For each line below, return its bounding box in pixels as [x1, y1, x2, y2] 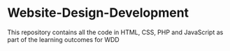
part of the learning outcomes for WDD [7, 35, 120, 43]
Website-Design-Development [7, 5, 189, 21]
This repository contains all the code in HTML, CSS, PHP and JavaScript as [7, 28, 224, 36]
